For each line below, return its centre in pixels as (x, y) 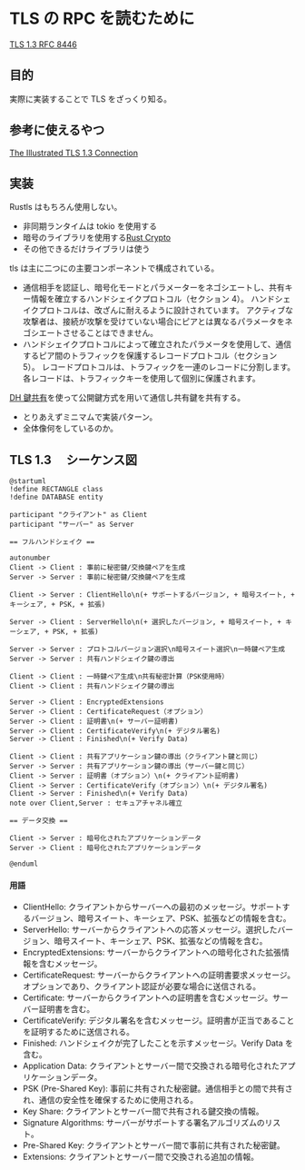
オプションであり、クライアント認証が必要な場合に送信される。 (142, 987)
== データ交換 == (39, 821)
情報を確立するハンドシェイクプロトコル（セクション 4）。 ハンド (152, 299)
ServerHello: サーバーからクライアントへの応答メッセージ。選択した (150, 930)
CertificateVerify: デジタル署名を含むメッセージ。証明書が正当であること (158, 1021)
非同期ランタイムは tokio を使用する (89, 226)
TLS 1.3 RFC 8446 (43, 44)
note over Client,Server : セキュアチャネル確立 (96, 803)
